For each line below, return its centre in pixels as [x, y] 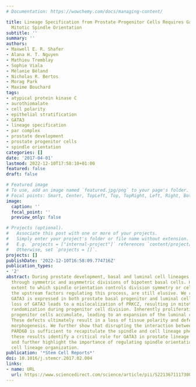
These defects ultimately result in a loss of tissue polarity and [95, 320]
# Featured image [27, 185]
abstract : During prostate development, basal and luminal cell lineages [98, 277]
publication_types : [30, 266]
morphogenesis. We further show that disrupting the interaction [92, 326]
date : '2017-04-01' [30, 158]
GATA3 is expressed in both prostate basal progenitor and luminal [95, 299]
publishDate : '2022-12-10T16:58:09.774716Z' [61, 261]
